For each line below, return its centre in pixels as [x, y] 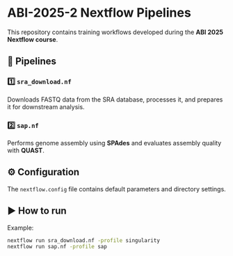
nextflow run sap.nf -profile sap [57, 247]
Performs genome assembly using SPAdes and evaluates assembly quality [114, 143]
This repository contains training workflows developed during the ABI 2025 [115, 32]
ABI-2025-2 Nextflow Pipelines [99, 13]
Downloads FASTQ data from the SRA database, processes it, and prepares [115, 99]
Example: [21, 227]
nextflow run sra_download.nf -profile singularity [83, 240]
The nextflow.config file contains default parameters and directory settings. [116, 189]
